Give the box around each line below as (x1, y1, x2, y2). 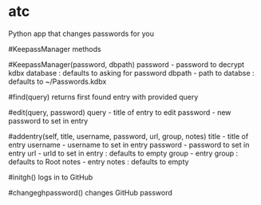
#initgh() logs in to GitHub (8, 172, 93, 182)
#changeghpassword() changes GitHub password (8, 187, 173, 197)
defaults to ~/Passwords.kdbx (8, 77, 107, 86)
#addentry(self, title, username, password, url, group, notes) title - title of (8, 131, 249, 141)
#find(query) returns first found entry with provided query (8, 92, 199, 101)
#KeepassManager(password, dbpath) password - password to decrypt (8, 59, 245, 69)
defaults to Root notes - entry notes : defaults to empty (8, 156, 189, 166)
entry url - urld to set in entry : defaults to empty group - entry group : (8, 148, 239, 158)
